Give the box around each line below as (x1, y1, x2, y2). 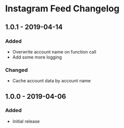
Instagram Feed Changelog (5, 3, 120, 14)
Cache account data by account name (12, 78, 91, 84)
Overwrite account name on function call (12, 49, 96, 55)
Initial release (12, 118, 40, 124)
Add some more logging (12, 54, 62, 60)
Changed (5, 66, 28, 73)
